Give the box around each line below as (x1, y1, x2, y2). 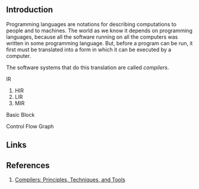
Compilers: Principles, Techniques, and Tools (14, 176, 126, 184)
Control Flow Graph (6, 122, 54, 130)
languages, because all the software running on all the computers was (6, 33, 178, 41)
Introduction (6, 5, 53, 15)
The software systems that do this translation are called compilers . (6, 64, 169, 71)
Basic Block (6, 111, 35, 118)
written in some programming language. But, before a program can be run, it (6, 39, 193, 47)
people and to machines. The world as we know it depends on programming (6, 27, 193, 34)
